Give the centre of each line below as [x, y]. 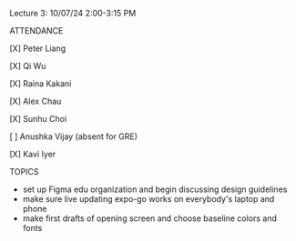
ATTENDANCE [36, 30]
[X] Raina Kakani [41, 84]
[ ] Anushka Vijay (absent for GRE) [74, 136]
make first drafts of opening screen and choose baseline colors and [150, 218]
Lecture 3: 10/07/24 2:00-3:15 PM [73, 13]
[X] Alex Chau [36, 101]
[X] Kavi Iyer [33, 154]
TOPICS [24, 171]
